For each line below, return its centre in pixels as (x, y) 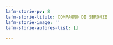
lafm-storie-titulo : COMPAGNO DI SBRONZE (57, 17)
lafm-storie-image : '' (33, 22)
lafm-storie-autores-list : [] (42, 28)
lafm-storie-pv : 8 (28, 11)
